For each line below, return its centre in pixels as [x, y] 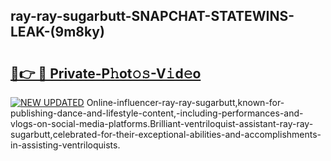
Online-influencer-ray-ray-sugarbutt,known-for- [185, 102]
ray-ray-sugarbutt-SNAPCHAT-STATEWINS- [152, 16]
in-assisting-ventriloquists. [65, 145]
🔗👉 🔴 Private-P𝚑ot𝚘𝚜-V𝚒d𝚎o [106, 73]
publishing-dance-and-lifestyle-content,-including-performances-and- [157, 113]
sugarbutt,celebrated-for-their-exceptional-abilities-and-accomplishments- [166, 134]
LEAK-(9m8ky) [57, 32]
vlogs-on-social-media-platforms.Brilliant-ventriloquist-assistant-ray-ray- [162, 123]
